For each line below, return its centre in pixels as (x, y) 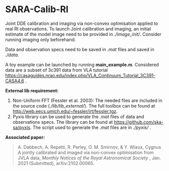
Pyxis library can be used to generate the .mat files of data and (78, 116)
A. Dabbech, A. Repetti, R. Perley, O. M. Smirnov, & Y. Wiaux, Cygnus (89, 147)
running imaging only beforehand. (40, 40)
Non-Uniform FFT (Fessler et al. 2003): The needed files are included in (88, 100)
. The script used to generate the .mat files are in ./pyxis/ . (91, 127)
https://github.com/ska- (138, 122)
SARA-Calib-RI (37, 9)
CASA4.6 (15, 81)
